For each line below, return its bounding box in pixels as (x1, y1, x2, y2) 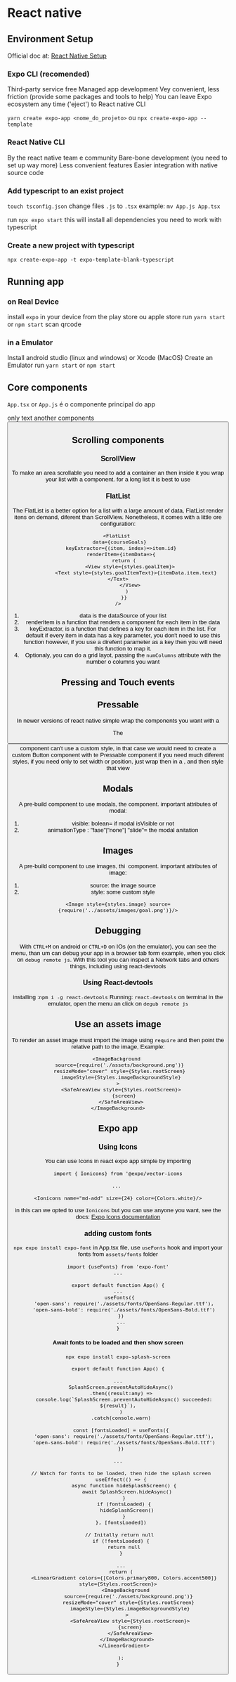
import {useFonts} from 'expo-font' (67, 1263, 169, 1270)
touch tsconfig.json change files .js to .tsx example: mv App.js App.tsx (7, 202, 221, 210)
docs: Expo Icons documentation (75, 1213, 161, 1221)
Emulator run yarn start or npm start (7, 361, 116, 370)
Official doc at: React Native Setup (7, 51, 107, 60)
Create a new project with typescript (7, 240, 135, 250)
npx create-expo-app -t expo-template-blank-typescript (7, 257, 174, 264)
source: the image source (90, 881, 157, 889)
